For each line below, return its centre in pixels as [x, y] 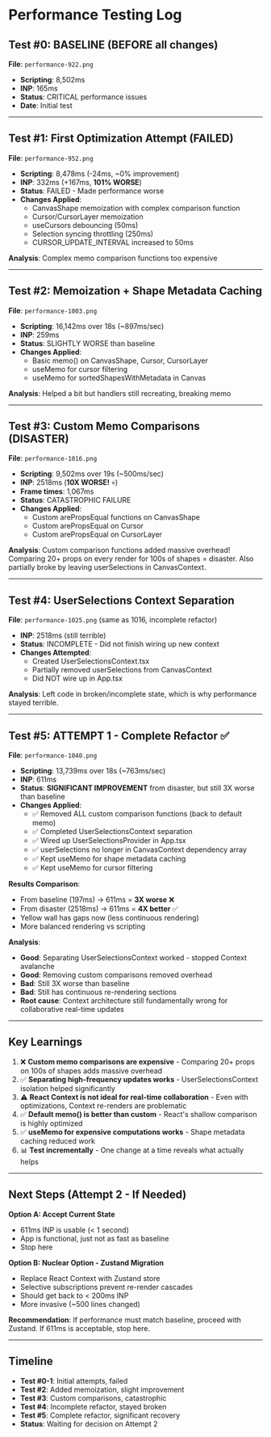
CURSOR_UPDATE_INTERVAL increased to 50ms [113, 242]
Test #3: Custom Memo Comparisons [104, 426]
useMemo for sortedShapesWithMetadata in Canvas [119, 377]
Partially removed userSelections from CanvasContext [122, 670]
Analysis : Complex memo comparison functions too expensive [113, 258]
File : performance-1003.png [53, 310]
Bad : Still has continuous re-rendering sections [98, 992]
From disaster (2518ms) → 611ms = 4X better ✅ [99, 909]
